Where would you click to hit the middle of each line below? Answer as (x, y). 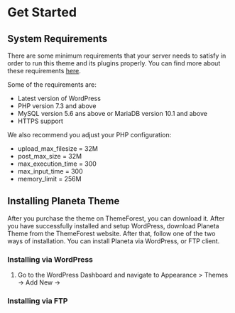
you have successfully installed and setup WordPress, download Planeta (113, 226)
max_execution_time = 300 (57, 164)
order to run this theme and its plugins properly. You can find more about (114, 63)
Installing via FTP (38, 301)
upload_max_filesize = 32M (58, 149)
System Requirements (58, 39)
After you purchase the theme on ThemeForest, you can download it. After (116, 218)
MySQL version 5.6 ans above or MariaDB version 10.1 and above (113, 113)
